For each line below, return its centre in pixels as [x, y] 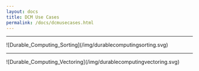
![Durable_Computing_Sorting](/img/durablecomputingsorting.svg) [87, 45]
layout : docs [22, 12]
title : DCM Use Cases [33, 17]
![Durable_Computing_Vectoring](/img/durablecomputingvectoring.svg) [93, 62]
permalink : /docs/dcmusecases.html [50, 22]
